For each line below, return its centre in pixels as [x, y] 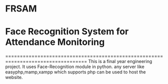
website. [14, 77]
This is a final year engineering [120, 61]
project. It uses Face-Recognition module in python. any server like [75, 67]
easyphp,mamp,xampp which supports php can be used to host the [76, 72]
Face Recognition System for [67, 32]
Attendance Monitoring [55, 42]
